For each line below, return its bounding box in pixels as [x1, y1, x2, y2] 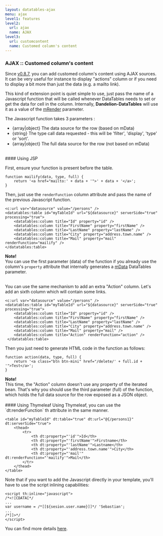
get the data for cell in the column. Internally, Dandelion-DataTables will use [5, 101, 158, 107]
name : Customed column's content [9, 44, 77, 48]
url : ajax [9, 25, 29, 30]
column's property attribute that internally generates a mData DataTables [5, 264, 151, 269]
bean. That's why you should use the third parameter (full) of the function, [5, 386, 154, 392]
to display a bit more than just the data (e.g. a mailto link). [5, 81, 120, 87]
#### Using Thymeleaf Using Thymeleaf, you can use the [5, 402, 121, 408]
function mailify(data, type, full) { [5, 174, 84, 179]
